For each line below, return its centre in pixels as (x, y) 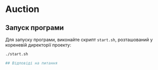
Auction (22, 9)
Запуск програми (35, 28)
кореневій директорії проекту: (38, 45)
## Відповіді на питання (31, 63)
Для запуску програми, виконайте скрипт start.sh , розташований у (79, 39)
